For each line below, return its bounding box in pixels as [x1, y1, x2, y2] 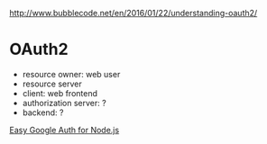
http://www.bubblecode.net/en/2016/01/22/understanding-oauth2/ [9, 8, 258, 18]
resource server [22, 78, 83, 89]
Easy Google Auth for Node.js [9, 124, 120, 135]
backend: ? [22, 107, 64, 118]
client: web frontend [22, 87, 97, 98]
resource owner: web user [22, 68, 121, 79]
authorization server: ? [22, 97, 106, 108]
